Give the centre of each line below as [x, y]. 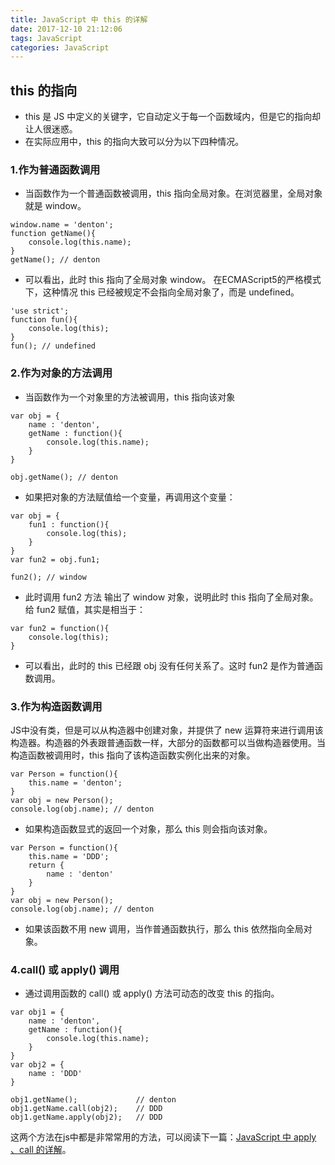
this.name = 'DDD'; [69, 856]
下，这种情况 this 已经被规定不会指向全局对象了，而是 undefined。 [162, 292]
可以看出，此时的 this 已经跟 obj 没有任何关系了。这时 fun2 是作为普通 [169, 665]
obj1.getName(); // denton [93, 1100]
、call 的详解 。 [41, 1150]
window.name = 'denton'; [62, 225]
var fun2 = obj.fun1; [55, 559]
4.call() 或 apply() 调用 [65, 969]
